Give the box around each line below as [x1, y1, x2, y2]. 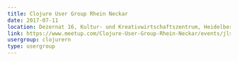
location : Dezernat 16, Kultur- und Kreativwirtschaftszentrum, [7, 23, 201, 30]
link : [7, 29, 23, 37]
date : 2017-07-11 [7, 17, 59, 24]
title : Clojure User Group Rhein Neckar [7, 10, 129, 18]
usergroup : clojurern [7, 36, 72, 43]
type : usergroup [7, 43, 55, 50]
